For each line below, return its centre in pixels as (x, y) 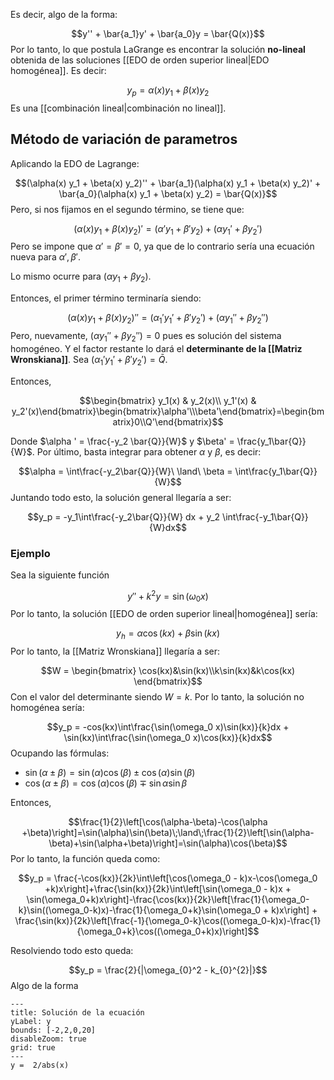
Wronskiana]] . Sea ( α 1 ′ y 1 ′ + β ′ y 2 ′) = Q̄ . (89, 360)
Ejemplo (30, 553)
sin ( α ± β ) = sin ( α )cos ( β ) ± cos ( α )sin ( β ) (110, 773)
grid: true (33, 1048)
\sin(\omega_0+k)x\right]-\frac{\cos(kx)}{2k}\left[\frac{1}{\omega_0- (168, 900)
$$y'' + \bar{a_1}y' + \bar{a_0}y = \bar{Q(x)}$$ (168, 33)
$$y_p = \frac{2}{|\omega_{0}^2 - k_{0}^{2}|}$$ (168, 970)
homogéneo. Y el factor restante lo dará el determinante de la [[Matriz (156, 348)
